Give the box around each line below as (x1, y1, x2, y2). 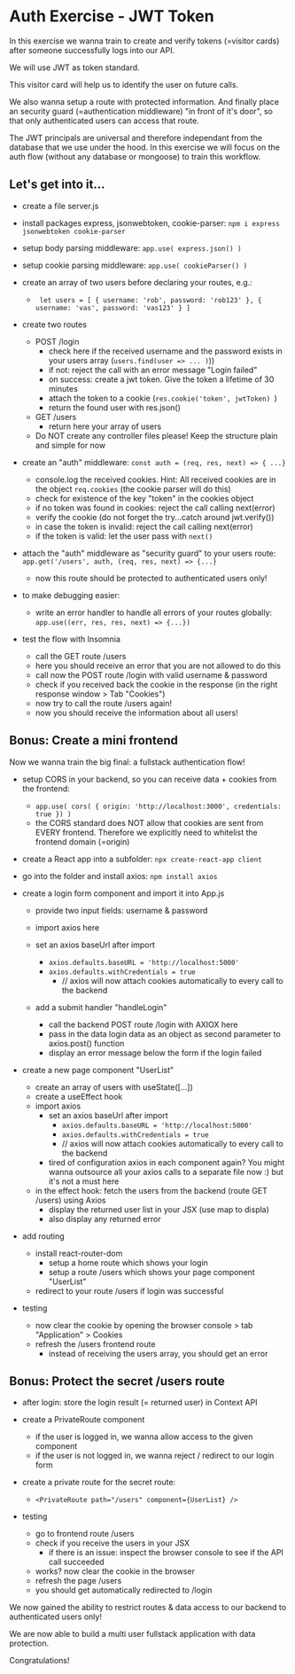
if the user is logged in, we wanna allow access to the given (35, 1431, 253, 1442)
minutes (48, 383, 78, 393)
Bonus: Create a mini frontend (9, 733, 179, 748)
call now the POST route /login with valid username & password (35, 669, 268, 680)
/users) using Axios (35, 1195, 106, 1205)
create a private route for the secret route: (21, 1477, 176, 1488)
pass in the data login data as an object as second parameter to (48, 1028, 281, 1039)
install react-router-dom (35, 1248, 123, 1258)
